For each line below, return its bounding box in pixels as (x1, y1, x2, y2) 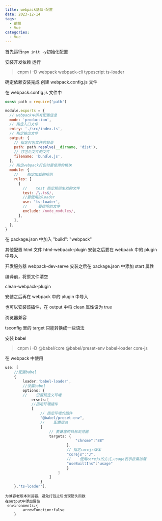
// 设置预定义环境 (23, 392, 62, 398)
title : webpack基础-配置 (5, 7, 53, 12)
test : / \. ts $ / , (23, 190, 54, 195)
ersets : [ (31, 397, 50, 402)
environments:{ (7, 503, 38, 508)
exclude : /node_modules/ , (23, 209, 76, 214)
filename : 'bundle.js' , (14, 154, 63, 159)
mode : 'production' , (9, 117, 52, 122)
